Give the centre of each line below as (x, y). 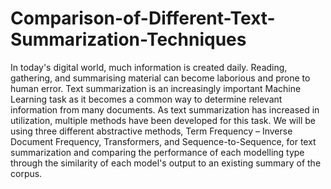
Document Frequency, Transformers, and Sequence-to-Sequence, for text (163, 141)
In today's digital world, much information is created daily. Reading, (149, 67)
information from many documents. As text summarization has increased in (165, 109)
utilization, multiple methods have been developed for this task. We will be (163, 120)
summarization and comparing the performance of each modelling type (157, 152)
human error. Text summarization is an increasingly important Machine (156, 88)
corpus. (26, 173)
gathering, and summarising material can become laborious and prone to (160, 78)
